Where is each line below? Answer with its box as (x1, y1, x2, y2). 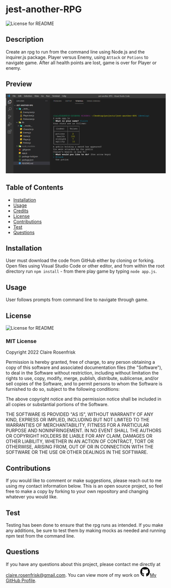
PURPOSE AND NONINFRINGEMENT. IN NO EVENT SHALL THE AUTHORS (6, 427, 162, 434)
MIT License (6, 338, 37, 344)
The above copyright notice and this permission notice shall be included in (6, 396, 161, 402)
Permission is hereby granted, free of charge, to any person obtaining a (6, 359, 155, 365)
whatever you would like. (6, 494, 58, 500)
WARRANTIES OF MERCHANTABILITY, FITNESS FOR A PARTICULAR (6, 422, 149, 429)
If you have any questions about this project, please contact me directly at (6, 561, 161, 567)
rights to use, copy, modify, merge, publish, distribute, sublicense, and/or (6, 376, 159, 382)
